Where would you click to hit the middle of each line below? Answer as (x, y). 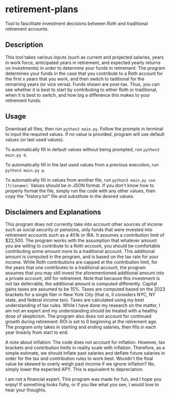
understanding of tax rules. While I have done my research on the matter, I (83, 305)
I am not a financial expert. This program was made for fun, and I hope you (83, 379)
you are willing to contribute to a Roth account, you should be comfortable (83, 246)
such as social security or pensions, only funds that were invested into (79, 230)
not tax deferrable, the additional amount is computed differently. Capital (81, 284)
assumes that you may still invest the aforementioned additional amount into (85, 273)
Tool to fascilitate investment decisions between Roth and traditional (77, 23)
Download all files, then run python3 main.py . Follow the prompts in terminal (84, 129)
